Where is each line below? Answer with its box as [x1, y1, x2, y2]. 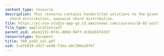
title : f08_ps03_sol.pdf [5, 39, 56, 44]
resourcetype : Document [5, 35, 54, 39]
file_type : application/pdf [5, 25, 62, 30]
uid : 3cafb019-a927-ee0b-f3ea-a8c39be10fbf [5, 43, 95, 48]
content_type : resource [5, 7, 54, 12]
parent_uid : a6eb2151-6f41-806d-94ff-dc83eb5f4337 [5, 30, 110, 35]
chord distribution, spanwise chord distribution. [9, 16, 115, 21]
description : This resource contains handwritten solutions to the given [5, 12, 159, 17]
